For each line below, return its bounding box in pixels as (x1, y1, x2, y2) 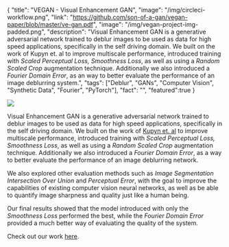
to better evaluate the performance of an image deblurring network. (7, 156, 199, 164)
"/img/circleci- (164, 6, 206, 14)
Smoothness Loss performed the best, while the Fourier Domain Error (7, 212, 204, 220)
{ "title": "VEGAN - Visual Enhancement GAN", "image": (7, 6, 163, 14)
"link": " (51, 13, 73, 21)
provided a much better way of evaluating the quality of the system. (7, 219, 199, 227)
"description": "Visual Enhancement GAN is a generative (47, 27, 206, 36)
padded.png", (7, 27, 46, 36)
